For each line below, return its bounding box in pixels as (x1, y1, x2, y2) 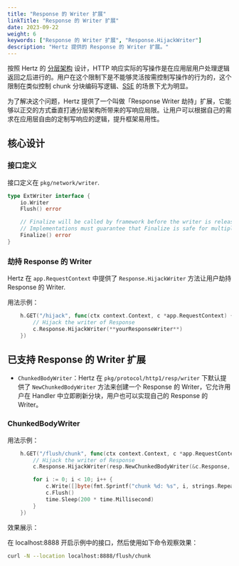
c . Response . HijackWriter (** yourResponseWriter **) (33, 325, 183, 332)
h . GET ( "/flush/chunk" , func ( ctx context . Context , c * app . (20, 450, 196, 457)
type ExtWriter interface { (7, 192, 91, 199)
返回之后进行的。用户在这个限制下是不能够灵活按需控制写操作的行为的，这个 (7, 73, 232, 81)
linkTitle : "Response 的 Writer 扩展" (7, 17, 119, 24)
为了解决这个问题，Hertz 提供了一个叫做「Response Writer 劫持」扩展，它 (7, 97, 225, 105)
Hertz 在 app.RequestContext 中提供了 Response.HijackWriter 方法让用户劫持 (7, 274, 232, 283)
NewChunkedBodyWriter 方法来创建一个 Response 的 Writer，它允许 (31, 382, 225, 392)
